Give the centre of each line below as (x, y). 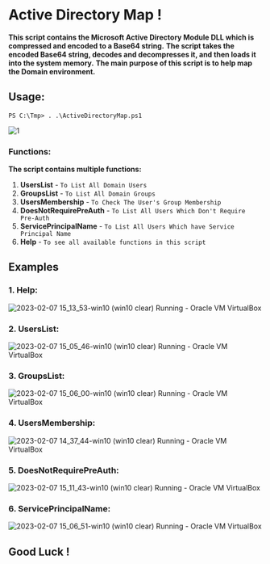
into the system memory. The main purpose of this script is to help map (130, 63)
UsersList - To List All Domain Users (83, 185)
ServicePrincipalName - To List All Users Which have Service (127, 226)
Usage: (27, 97)
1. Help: (23, 290)
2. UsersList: (34, 329)
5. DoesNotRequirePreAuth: (64, 470)
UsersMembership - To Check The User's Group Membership (120, 202)
